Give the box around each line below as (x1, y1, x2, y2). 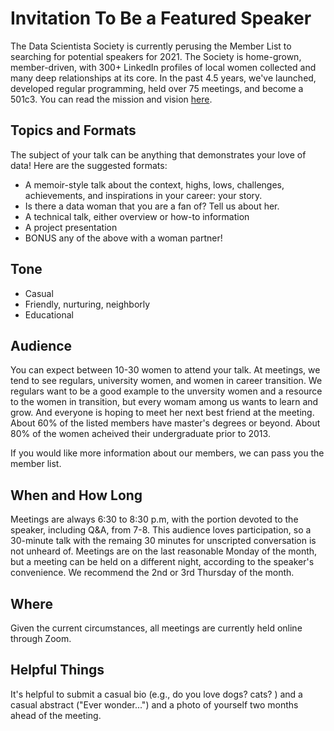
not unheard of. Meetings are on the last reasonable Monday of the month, (10, 545, 318, 557)
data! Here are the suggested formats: (10, 159, 168, 171)
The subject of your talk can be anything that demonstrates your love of (10, 148, 307, 161)
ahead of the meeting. (10, 709, 102, 721)
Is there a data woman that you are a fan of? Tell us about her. (24, 200, 280, 212)
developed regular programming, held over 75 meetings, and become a (10, 82, 304, 94)
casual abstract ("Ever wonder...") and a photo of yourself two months (10, 698, 299, 711)
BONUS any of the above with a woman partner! (24, 232, 223, 244)
